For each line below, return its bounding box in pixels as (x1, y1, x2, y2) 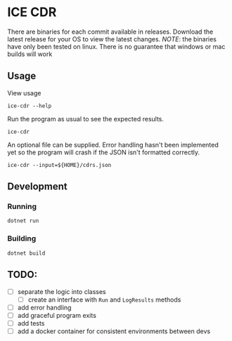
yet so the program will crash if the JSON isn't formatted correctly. (7, 148, 200, 156)
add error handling (17, 303, 72, 312)
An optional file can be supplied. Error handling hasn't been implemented (7, 140, 219, 149)
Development (7, 180, 68, 193)
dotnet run (7, 218, 39, 225)
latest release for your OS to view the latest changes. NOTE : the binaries (7, 34, 217, 43)
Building (7, 234, 37, 243)
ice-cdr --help (7, 102, 52, 109)
